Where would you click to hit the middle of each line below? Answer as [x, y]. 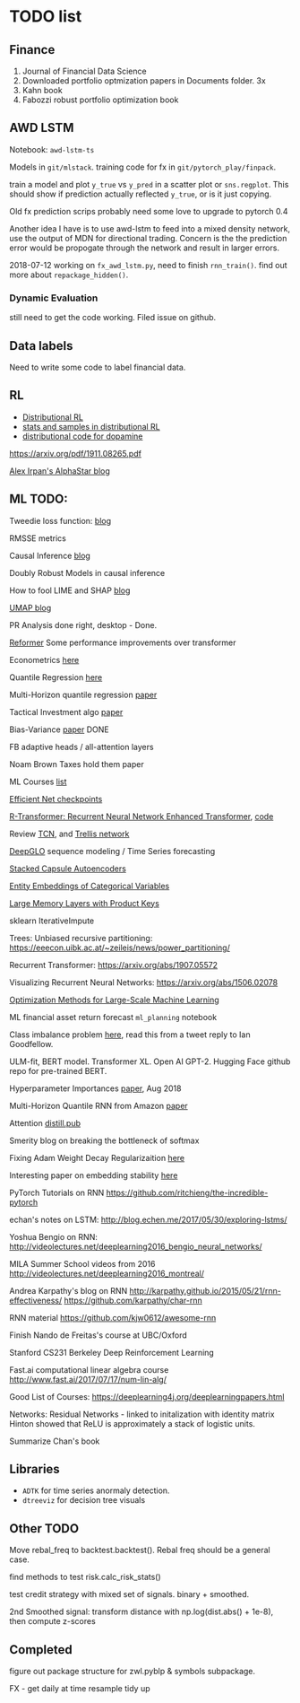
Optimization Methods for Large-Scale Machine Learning [114, 1000]
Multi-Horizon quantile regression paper [83, 694]
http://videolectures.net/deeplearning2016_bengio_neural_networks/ [136, 1246]
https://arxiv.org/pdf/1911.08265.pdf [75, 453]
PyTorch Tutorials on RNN [57, 1192]
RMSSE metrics [38, 538]
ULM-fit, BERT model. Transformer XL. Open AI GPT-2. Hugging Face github [150, 1061]
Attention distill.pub [45, 1122]
